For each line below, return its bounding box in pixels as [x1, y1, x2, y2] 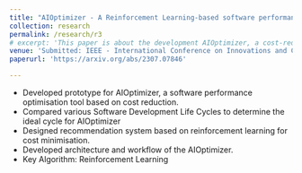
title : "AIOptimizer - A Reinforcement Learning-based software [9, 13, 255, 22]
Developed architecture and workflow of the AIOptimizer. [22, 144, 234, 155]
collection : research [9, 22, 91, 30]
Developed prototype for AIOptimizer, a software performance [22, 87, 253, 98]
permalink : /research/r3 [9, 30, 102, 39]
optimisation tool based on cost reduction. [22, 97, 180, 108]
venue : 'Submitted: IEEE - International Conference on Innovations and [9, 47, 288, 56]
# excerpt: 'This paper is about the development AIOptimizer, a [9, 38, 259, 48]
